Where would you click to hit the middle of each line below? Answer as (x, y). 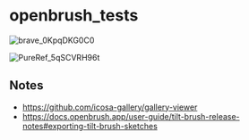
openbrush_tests (74, 16)
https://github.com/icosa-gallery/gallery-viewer (110, 107)
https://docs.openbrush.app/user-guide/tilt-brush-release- (131, 116)
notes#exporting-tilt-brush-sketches (90, 126)
